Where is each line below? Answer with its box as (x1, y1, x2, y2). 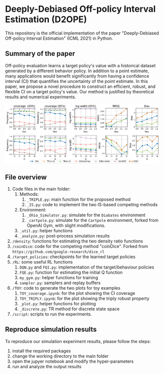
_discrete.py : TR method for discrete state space (19, 306, 120, 312)
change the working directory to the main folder (12, 353, 109, 359)
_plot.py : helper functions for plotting (19, 301, 96, 307)
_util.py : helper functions (19, 228, 73, 234)
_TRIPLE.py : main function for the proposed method (26, 196, 131, 202)
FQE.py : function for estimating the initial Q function (19, 269, 123, 275)
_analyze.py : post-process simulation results (19, 233, 110, 239)
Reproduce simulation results (5, 325, 97, 334)
